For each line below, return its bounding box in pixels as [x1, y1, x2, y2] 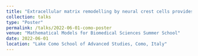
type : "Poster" [6, 19, 44, 25]
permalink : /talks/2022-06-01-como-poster [6, 24, 112, 31]
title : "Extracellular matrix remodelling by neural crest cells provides [6, 8, 194, 15]
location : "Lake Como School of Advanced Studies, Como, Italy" [6, 41, 167, 47]
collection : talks [6, 14, 51, 20]
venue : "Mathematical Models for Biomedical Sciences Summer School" [6, 30, 181, 36]
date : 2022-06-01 [6, 36, 49, 41]
